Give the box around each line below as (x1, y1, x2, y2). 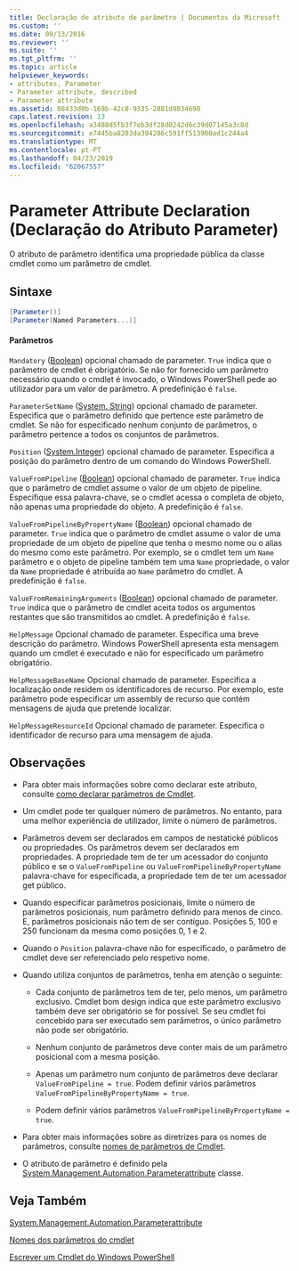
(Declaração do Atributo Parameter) (9, 219, 279, 240)
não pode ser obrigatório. (35, 1024, 129, 1035)
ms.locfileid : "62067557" (9, 162, 105, 171)
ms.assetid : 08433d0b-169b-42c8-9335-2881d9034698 (9, 104, 201, 113)
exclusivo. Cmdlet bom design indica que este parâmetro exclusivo (35, 996, 282, 1006)
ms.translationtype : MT (9, 137, 98, 146)
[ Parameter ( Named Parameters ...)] (9, 316, 138, 325)
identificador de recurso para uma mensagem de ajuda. (9, 729, 214, 740)
